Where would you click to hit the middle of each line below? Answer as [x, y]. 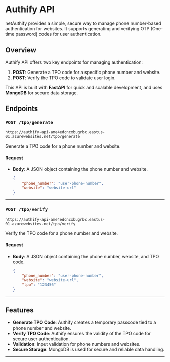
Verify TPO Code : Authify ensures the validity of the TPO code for [81, 333]
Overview [21, 50]
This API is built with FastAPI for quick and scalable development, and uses [84, 87]
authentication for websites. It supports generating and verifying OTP [77, 28]
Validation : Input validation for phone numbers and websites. [76, 344]
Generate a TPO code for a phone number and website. [63, 146]
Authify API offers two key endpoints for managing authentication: [74, 62]
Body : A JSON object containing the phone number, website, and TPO [86, 256]
